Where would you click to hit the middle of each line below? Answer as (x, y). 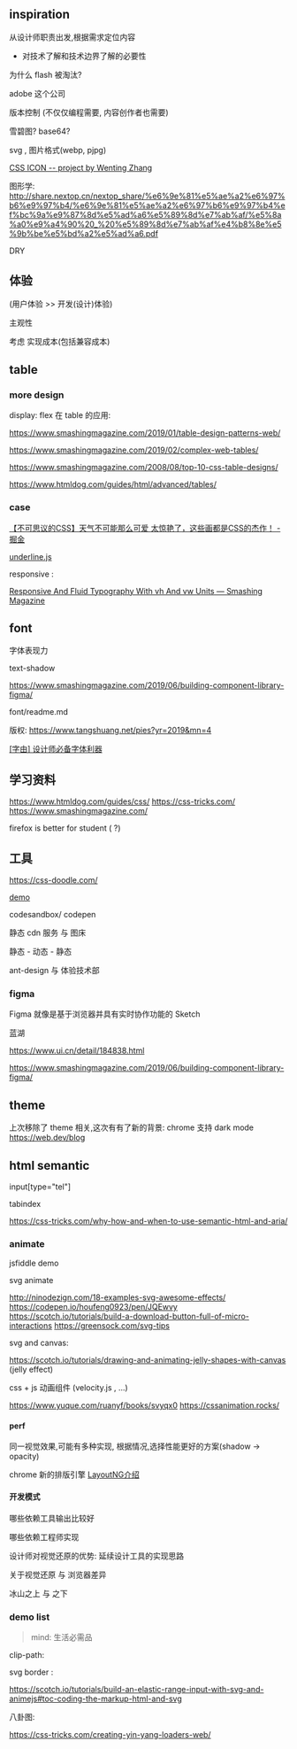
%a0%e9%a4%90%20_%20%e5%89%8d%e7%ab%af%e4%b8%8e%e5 (145, 224)
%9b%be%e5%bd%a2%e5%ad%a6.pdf (84, 233)
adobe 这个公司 (38, 93)
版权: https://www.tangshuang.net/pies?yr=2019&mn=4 (110, 731)
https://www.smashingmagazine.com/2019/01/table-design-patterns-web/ (145, 433)
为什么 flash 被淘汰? (46, 74)
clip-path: (27, 1654)
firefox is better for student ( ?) (65, 828)
